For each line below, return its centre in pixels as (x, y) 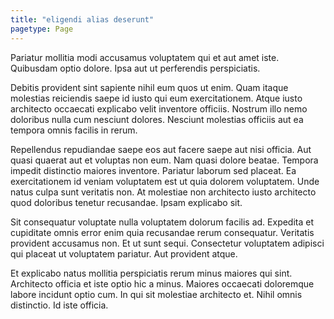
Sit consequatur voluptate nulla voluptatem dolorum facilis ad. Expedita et (162, 222)
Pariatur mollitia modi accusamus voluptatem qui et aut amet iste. (145, 57)
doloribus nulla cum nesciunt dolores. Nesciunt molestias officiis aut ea (157, 119)
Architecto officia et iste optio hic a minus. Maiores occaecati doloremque (162, 283)
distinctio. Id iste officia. (59, 305)
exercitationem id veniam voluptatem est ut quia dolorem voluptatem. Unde (165, 181)
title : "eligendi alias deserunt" (82, 19)
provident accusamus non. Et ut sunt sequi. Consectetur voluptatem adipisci (167, 243)
